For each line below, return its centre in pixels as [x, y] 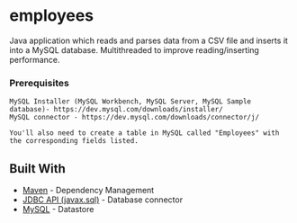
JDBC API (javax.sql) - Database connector [102, 200]
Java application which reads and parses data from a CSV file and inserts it [148, 40]
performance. [35, 59]
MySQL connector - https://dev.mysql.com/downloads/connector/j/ [134, 118]
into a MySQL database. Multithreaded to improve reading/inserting [134, 49]
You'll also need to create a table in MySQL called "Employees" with [144, 133]
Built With [37, 169]
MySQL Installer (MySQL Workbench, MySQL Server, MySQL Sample [130, 102]
